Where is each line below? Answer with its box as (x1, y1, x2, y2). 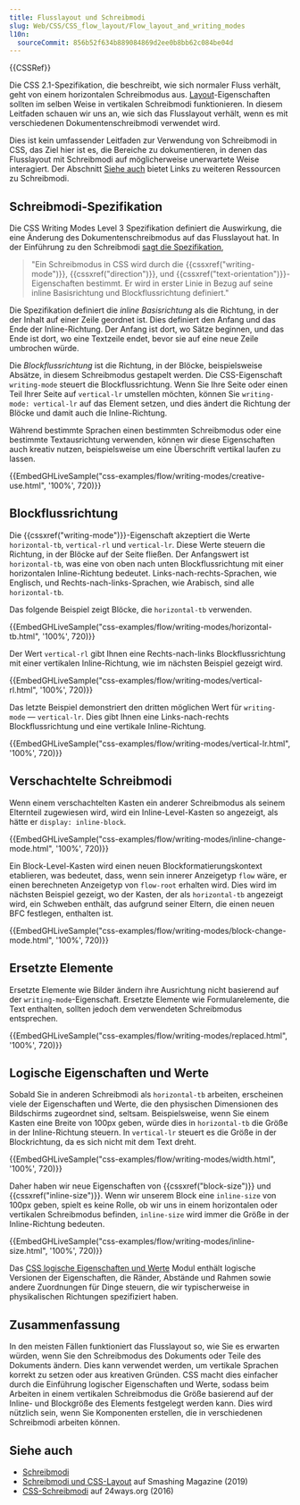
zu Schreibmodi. (9, 173, 70, 184)
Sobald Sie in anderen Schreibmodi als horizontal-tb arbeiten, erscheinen (9, 1089, 284, 1100)
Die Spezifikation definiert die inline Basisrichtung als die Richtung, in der (9, 305, 279, 315)
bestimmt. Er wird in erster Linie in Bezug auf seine (86, 278, 274, 289)
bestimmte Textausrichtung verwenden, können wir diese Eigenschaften (9, 434, 275, 445)
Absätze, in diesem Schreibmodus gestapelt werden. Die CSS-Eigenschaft (9, 370, 283, 381)
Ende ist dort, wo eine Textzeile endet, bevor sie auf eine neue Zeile (9, 333, 259, 344)
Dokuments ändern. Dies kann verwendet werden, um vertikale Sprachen (9, 1360, 279, 1371)
